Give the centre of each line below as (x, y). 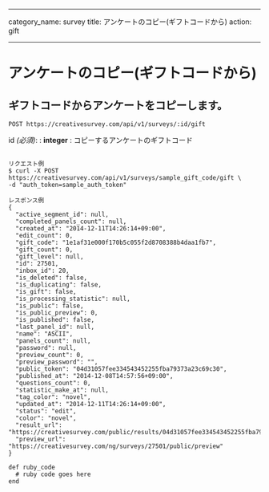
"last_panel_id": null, (55, 327)
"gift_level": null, (50, 257)
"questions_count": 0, (53, 383)
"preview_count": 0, (50, 355)
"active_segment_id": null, (62, 214)
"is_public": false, (50, 306)
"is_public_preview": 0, (57, 313)
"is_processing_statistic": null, (73, 299)
